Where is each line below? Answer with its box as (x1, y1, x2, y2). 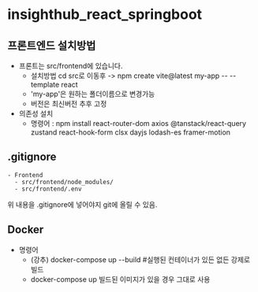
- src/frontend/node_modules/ (14, 178, 114, 186)
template (30, 80, 60, 89)
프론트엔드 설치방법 (7, 39, 96, 52)
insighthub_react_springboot (7, 6, 203, 24)
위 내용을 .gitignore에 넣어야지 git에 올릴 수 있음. (7, 199, 158, 209)
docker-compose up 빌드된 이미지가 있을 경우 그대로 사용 (30, 274, 211, 284)
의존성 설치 (18, 109, 54, 118)
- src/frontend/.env (14, 185, 82, 193)
